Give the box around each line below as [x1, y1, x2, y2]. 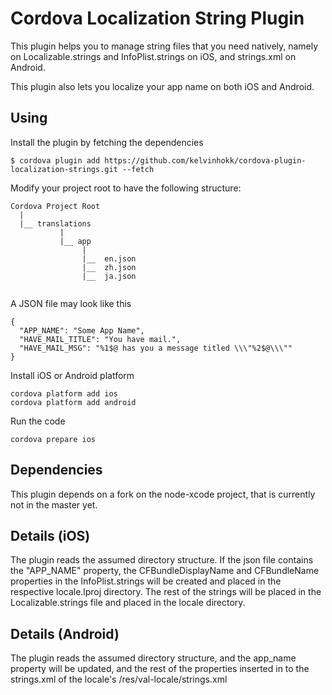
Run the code [10, 415, 66, 427]
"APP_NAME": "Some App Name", [19, 325, 145, 336]
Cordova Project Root [10, 201, 101, 211]
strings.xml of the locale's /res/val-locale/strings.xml [10, 673, 228, 686]
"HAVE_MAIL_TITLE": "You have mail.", [19, 334, 182, 344]
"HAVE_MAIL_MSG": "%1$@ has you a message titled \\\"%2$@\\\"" [19, 343, 293, 353]
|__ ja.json [81, 271, 137, 281]
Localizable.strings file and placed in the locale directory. [10, 597, 246, 609]
